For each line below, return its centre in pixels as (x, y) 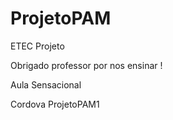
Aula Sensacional (46, 84)
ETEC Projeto (37, 46)
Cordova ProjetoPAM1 (55, 104)
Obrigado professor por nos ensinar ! (86, 65)
